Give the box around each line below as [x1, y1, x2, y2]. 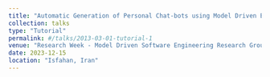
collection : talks [8, 19, 70, 27]
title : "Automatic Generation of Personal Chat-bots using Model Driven [8, 11, 257, 20]
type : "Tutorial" [8, 26, 67, 34]
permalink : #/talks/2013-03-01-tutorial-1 [8, 34, 153, 43]
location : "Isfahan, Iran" [8, 57, 99, 65]
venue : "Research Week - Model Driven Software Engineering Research [8, 42, 247, 50]
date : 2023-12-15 [8, 49, 67, 57]
